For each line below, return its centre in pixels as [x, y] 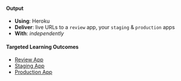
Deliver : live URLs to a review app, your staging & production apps [95, 27]
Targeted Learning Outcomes [42, 47]
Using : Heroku [32, 21]
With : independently [39, 34]
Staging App [29, 66]
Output [15, 8]
